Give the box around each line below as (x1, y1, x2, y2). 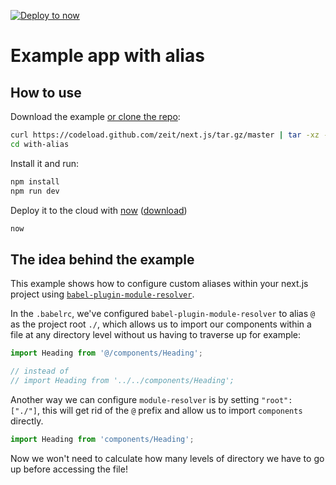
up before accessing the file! (10, 463, 128, 475)
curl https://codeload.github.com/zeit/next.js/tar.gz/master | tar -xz (10, 130, 320, 140)
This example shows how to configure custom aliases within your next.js (10, 278, 309, 290)
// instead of (10, 366, 70, 377)
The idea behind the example (10, 251, 195, 268)
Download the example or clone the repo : (10, 111, 181, 122)
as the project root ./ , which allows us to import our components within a (10, 318, 312, 330)
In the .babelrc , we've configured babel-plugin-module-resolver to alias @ (10, 308, 316, 320)
